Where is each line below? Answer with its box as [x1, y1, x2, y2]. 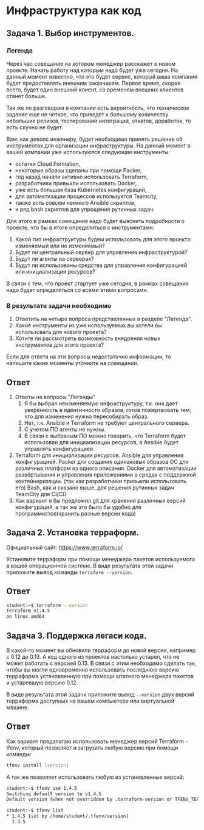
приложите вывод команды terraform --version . [6, 568, 132, 576]
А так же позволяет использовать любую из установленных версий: [6, 773, 185, 781]
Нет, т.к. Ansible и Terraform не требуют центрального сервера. [24, 419, 189, 427]
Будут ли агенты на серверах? [15, 255, 94, 262]
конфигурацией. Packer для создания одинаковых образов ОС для [15, 458, 189, 465]
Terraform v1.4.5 [6, 608, 50, 614]
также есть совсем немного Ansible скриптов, [15, 199, 136, 206]
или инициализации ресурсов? [15, 268, 95, 275]
